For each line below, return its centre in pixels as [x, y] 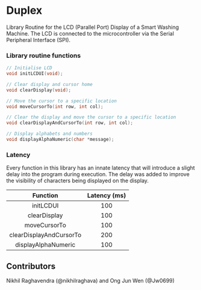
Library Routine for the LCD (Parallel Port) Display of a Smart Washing [93, 27]
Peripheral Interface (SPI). [39, 40]
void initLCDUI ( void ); [35, 74]
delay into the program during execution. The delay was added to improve [98, 174]
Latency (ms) [107, 196]
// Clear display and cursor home [50, 84]
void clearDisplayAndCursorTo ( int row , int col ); [70, 123]
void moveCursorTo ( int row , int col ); [55, 106]
